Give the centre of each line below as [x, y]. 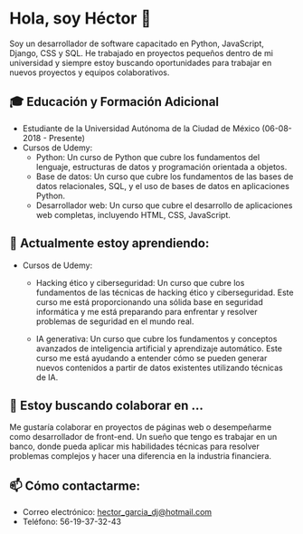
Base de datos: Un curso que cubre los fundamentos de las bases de [165, 176]
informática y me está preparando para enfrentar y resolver [147, 311]
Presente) [67, 138]
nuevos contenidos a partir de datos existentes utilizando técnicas [159, 367]
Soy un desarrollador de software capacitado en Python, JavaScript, [137, 43]
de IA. [47, 377]
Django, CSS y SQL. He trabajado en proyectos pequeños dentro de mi [142, 52]
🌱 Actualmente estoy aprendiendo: [109, 243]
